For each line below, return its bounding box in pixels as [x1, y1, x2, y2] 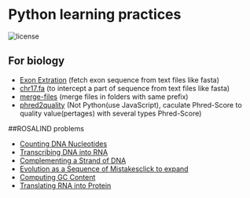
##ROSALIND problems [8, 123, 85, 133]
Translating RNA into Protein [19, 181, 112, 190]
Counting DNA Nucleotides [19, 139, 108, 148]
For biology [8, 54, 65, 68]
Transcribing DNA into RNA [19, 147, 108, 156]
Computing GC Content [19, 172, 96, 181]
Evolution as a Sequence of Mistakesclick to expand [19, 163, 189, 174]
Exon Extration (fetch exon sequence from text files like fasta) [19, 75, 220, 84]
